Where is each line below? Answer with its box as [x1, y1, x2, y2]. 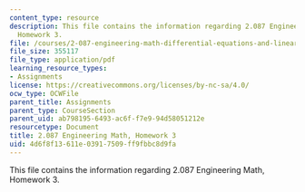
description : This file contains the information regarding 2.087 [9, 22, 266, 31]
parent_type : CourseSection [9, 106, 116, 115]
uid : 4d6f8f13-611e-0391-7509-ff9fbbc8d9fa [9, 139, 177, 149]
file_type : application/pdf [9, 55, 116, 64]
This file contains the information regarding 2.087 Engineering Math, [9, 164, 265, 175]
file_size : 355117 [9, 47, 79, 56]
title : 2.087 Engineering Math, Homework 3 [9, 131, 177, 140]
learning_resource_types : [9, 64, 107, 73]
